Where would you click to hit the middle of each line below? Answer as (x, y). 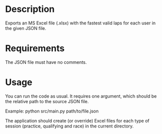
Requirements (35, 49)
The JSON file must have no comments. (46, 62)
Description (30, 9)
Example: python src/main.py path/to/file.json (52, 111)
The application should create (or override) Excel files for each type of (77, 121)
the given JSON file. (26, 28)
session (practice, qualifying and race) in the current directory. (69, 126)
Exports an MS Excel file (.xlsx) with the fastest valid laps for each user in (81, 23)
